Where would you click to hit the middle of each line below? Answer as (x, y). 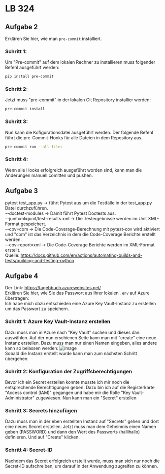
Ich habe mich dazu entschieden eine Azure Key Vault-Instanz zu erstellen (81, 304)
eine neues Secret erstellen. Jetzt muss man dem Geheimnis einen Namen (81, 427)
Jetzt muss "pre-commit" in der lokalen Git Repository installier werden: (78, 100)
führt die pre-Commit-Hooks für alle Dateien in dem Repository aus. (74, 138)
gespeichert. (33, 224)
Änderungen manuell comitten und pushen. (49, 175)
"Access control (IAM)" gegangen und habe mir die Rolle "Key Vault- (75, 393)
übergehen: (17, 358)
